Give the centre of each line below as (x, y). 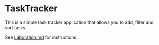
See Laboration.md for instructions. (42, 37)
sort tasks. (16, 27)
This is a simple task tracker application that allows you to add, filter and (79, 22)
